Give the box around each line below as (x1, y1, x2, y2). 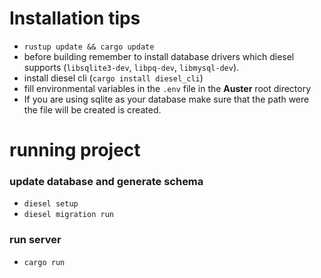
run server (9, 233, 62, 247)
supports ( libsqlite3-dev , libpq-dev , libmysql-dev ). (23, 61, 240, 73)
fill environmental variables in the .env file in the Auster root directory (23, 82, 312, 94)
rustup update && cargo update (23, 42, 155, 52)
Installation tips (9, 7, 141, 30)
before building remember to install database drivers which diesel (23, 50, 295, 62)
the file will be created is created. (23, 103, 162, 116)
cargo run (23, 257, 66, 267)
